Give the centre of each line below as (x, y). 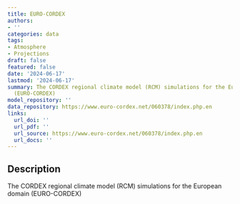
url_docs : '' (33, 140)
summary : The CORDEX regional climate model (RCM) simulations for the (116, 87)
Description (34, 169)
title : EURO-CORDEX (36, 14)
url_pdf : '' (32, 127)
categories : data (33, 34)
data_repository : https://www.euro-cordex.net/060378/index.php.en (110, 107)
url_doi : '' (32, 120)
